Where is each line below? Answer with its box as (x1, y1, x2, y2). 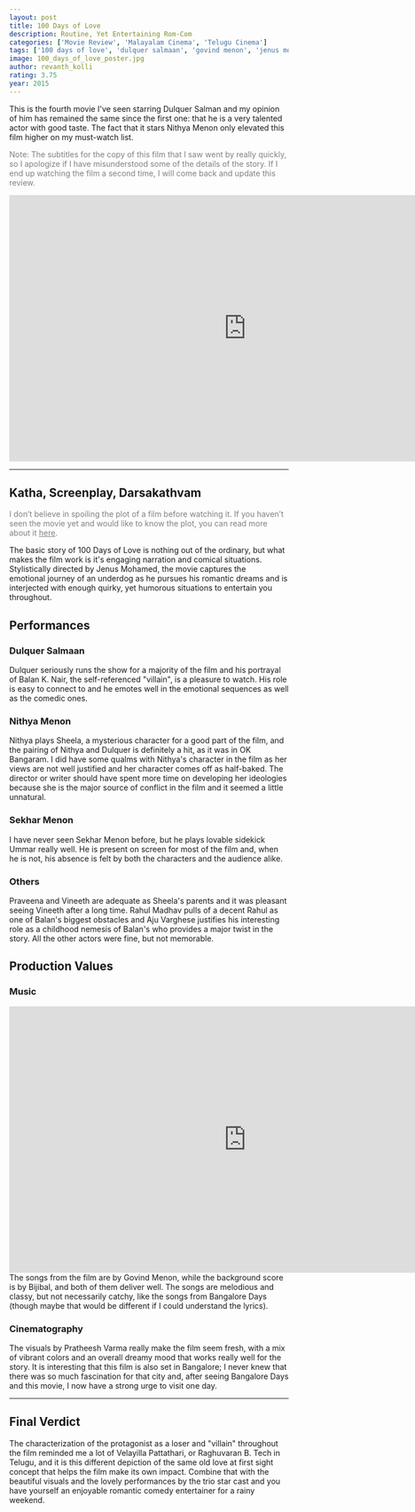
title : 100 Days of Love (9, 21, 101, 30)
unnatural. (9, 792, 47, 803)
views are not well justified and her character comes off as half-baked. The (9, 764, 284, 774)
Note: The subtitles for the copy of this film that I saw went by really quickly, (9, 148, 287, 160)
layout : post (9, 12, 58, 22)
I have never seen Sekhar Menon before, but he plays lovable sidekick (9, 834, 266, 844)
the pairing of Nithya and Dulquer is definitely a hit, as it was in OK (9, 745, 251, 756)
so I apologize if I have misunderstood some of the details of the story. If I (9, 158, 278, 169)
